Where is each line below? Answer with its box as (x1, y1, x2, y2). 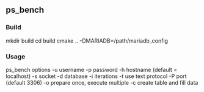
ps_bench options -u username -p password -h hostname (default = (5, 66, 178, 73)
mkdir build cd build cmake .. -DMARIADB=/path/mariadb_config (5, 37, 169, 44)
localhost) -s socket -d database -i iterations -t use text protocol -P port (5, 73, 187, 80)
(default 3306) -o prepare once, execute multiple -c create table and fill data (5, 79, 199, 86)
